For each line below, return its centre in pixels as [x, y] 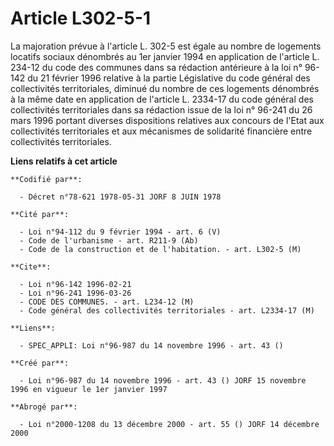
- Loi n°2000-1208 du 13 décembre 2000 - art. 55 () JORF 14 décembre [169, 424]
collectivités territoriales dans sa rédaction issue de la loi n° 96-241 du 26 [161, 109]
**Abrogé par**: [44, 407]
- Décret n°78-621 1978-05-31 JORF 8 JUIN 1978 [120, 197]
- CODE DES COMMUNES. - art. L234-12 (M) [107, 302]
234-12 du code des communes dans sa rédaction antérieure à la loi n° [156, 67]
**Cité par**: [40, 214]
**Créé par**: [40, 363]
